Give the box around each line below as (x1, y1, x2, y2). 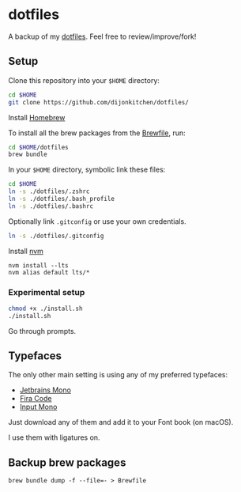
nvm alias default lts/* (8, 268, 90, 276)
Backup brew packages (8, 456, 126, 469)
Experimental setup (8, 286, 85, 297)
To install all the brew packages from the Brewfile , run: (8, 128, 186, 138)
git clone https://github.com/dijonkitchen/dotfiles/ (8, 98, 190, 106)
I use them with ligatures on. (8, 433, 100, 442)
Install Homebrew (8, 112, 66, 122)
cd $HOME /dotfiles (8, 143, 69, 151)
